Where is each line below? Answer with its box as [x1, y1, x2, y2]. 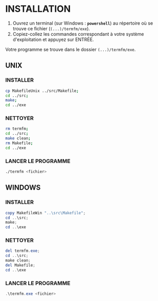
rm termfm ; [5, 126, 29, 131]
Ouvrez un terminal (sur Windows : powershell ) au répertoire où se [12, 20, 153, 26]
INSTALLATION [5, 3, 71, 15]
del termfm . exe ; [5, 248, 40, 254]
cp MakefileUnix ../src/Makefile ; [5, 88, 79, 93]
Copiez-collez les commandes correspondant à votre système [12, 31, 144, 37]
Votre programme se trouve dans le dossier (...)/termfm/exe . [5, 46, 136, 52]
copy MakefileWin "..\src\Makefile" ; [5, 210, 86, 215]
